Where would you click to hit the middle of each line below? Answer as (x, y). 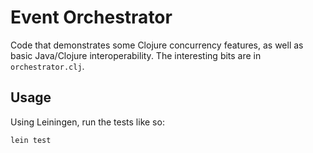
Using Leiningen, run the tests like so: (87, 122)
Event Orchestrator (91, 17)
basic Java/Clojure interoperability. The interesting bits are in (136, 55)
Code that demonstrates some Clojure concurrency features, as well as (157, 45)
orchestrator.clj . (47, 66)
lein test (31, 140)
